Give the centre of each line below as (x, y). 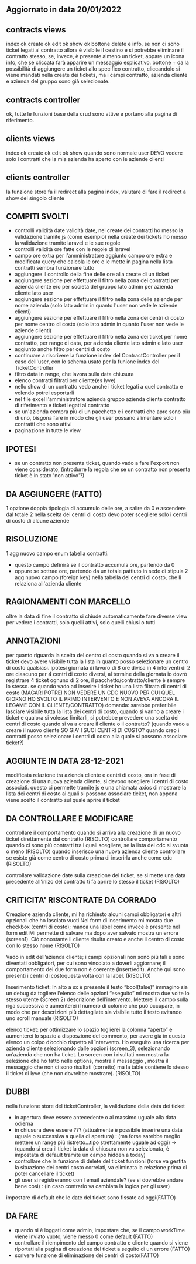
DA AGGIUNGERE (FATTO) (54, 494)
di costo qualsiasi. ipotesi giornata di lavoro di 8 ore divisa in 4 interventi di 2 (98, 667)
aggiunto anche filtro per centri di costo (62, 349)
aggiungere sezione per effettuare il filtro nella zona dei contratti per (97, 280)
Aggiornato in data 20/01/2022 (64, 10)
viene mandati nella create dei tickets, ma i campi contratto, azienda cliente (97, 75)
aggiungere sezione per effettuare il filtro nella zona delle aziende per (98, 299)
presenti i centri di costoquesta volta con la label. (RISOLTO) (78, 975)
